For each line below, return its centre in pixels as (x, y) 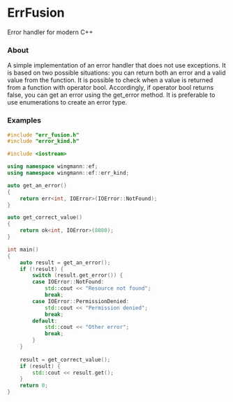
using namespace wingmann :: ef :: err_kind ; (68, 173)
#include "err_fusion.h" (43, 135)
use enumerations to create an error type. (67, 102)
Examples (24, 121)
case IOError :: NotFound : (68, 282)
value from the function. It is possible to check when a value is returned (110, 80)
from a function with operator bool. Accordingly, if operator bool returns (111, 88)
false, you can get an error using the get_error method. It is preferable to (111, 95)
